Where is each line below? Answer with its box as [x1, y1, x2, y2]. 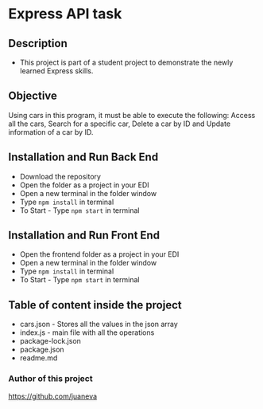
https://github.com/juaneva [8, 391, 98, 401]
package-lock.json [19, 336, 82, 346]
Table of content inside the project [8, 298, 182, 312]
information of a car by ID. [8, 127, 94, 136]
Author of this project [8, 373, 93, 384]
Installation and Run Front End [8, 229, 161, 242]
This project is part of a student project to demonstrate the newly [19, 57, 234, 67]
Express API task [8, 5, 122, 23]
